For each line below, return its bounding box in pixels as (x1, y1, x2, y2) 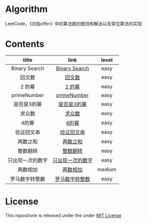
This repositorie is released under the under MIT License (5, 212, 122, 218)
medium (97, 166, 117, 173)
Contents (5, 38, 45, 50)
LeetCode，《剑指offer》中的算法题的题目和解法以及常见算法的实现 (5, 20, 142, 26)
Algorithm (5, 3, 48, 15)
